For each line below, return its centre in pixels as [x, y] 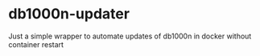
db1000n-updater [69, 14]
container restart [36, 44]
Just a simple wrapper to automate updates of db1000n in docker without [130, 36]
